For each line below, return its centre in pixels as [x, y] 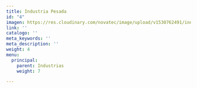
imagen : [16, 22]
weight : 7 [29, 71]
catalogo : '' [22, 33]
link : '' [17, 28]
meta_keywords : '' [28, 38]
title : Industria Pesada [36, 11]
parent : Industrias [40, 66]
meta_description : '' [33, 44]
